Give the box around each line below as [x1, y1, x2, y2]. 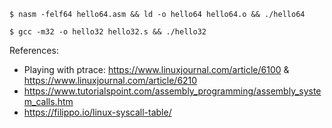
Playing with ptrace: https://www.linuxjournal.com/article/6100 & [23, 64, 290, 75]
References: [9, 45, 59, 56]
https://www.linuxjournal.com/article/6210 [23, 75, 198, 86]
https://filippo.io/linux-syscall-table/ [23, 106, 172, 118]
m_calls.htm [23, 96, 74, 107]
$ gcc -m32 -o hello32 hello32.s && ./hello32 [9, 27, 207, 37]
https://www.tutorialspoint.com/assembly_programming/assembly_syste [23, 85, 322, 97]
